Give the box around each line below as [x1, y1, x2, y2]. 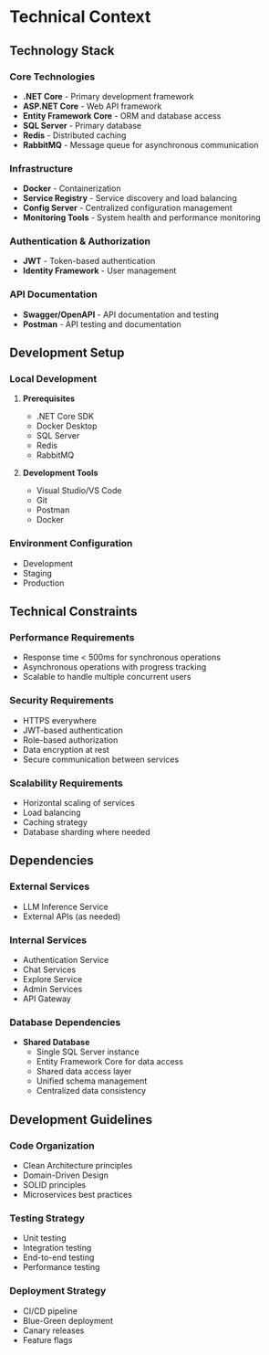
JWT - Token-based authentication [22, 256, 156, 267]
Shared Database [22, 1037, 90, 1048]
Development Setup [9, 345, 125, 361]
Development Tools [22, 468, 98, 479]
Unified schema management [36, 1075, 148, 1086]
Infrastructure [9, 162, 74, 175]
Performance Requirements [9, 631, 135, 644]
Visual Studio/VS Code [36, 485, 122, 496]
